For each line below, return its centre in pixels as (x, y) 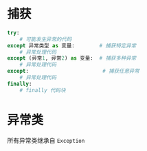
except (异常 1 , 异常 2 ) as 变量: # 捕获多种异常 (72, 58)
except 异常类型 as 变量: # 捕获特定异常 (72, 45)
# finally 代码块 (43, 90)
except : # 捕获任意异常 (73, 71)
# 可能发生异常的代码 (46, 39)
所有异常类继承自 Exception (46, 140)
